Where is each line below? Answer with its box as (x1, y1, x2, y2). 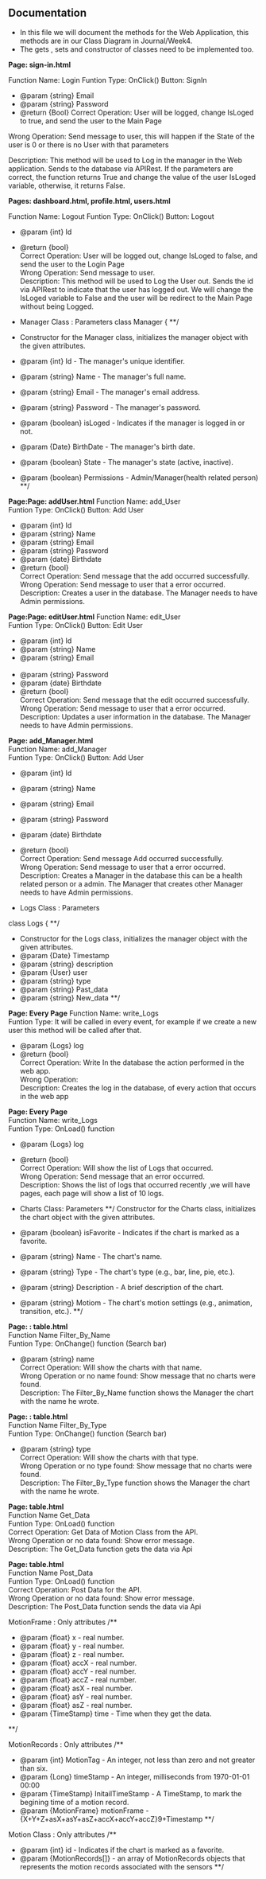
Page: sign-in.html (8, 60, 71, 69)
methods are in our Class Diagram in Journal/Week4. (19, 36, 193, 45)
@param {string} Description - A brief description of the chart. (19, 1282, 224, 1292)
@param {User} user (19, 967, 88, 977)
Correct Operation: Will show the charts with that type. (19, 1452, 199, 1462)
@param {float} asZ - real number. (19, 1700, 133, 1709)
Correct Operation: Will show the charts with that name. (19, 1362, 202, 1372)
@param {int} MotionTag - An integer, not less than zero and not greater (19, 1755, 256, 1764)
